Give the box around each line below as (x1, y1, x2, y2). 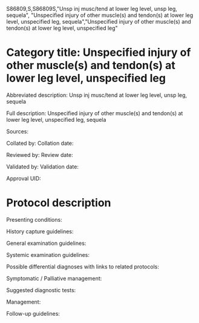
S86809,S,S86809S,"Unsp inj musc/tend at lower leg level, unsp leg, (6, 5, 177, 12)
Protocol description (6, 196, 111, 210)
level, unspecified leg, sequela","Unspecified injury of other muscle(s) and (6, 18, 192, 25)
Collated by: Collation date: (6, 139, 74, 147)
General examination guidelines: (6, 239, 86, 247)
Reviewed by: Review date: (6, 151, 74, 158)
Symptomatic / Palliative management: (6, 275, 102, 282)
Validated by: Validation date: (6, 163, 79, 170)
